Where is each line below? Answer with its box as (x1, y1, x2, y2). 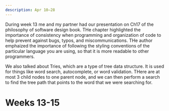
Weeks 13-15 (5, 97, 60, 108)
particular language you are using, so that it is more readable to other (5, 48, 149, 54)
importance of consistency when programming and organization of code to (5, 32, 161, 38)
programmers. (5, 53, 35, 60)
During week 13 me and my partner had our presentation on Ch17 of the (5, 21, 154, 27)
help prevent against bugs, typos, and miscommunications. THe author (5, 37, 153, 43)
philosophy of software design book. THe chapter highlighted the (5, 26, 141, 33)
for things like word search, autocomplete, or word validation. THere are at (5, 69, 160, 75)
